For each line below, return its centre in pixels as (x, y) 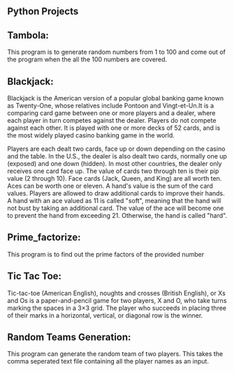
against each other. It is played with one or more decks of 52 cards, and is (114, 128)
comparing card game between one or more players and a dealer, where (111, 113)
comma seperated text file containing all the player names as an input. (108, 362)
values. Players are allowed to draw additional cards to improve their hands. (116, 193)
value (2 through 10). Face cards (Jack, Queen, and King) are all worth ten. (115, 179)
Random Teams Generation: (69, 337)
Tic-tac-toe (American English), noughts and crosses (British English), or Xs (116, 293)
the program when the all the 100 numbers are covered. (87, 59)
